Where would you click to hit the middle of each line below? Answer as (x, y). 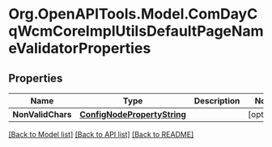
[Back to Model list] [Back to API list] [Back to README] (101, 134)
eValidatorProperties (80, 48)
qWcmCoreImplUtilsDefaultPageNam (136, 31)
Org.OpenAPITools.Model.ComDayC (133, 14)
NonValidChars (42, 114)
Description (217, 101)
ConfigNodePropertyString (133, 114)
